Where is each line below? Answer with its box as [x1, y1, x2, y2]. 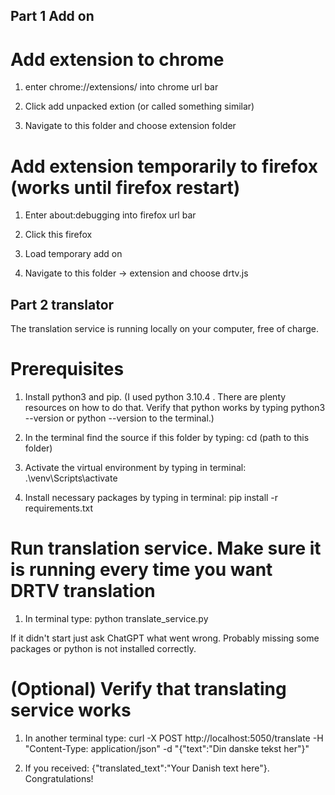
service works [10, 699, 132, 722]
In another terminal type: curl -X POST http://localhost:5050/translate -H [24, 732, 324, 744]
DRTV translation [10, 580, 156, 603]
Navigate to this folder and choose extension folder [24, 120, 237, 132]
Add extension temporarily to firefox [10, 155, 318, 178]
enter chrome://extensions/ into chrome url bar [24, 81, 219, 93]
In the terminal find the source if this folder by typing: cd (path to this [24, 432, 310, 444]
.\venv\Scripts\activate [24, 472, 118, 484]
